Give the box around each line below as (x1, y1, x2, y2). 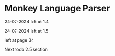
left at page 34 (4, 37, 34, 43)
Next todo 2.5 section (4, 46, 48, 52)
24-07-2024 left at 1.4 (4, 19, 49, 24)
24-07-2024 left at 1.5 (4, 28, 49, 34)
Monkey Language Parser (4, 3, 110, 14)
